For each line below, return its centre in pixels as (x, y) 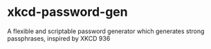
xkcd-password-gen (67, 12)
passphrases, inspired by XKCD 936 (59, 38)
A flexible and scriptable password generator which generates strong (106, 31)
